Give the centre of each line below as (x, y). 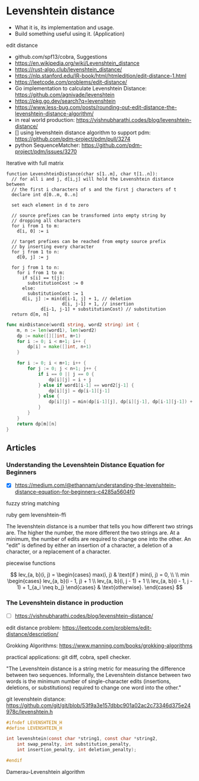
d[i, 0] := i (33, 231)
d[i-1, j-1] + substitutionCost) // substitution (103, 309)
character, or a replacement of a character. (59, 552)
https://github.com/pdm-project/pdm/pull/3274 (72, 138)
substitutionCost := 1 (56, 293)
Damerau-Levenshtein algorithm (45, 771)
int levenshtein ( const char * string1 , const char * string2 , (82, 739)
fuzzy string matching (33, 503)
